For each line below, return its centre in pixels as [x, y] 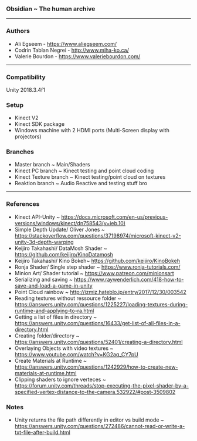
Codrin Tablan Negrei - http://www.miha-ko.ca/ [72, 50]
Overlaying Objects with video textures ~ [64, 348]
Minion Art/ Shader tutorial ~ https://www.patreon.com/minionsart [94, 273]
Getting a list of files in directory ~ [56, 317]
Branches [20, 152]
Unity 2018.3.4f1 [26, 89]
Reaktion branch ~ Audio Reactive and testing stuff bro [81, 183]
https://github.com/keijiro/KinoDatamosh [64, 254]
